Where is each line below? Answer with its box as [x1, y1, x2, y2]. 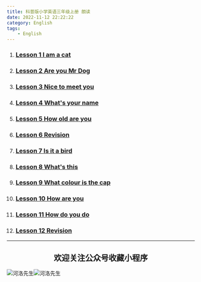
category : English [7, 20, 52, 26]
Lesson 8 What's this [15, 162, 78, 171]
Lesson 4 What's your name [15, 98, 99, 107]
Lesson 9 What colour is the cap [15, 178, 111, 187]
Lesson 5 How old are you [15, 114, 92, 123]
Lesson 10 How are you [15, 194, 84, 203]
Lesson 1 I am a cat [15, 51, 71, 59]
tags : [7, 25, 20, 32]
